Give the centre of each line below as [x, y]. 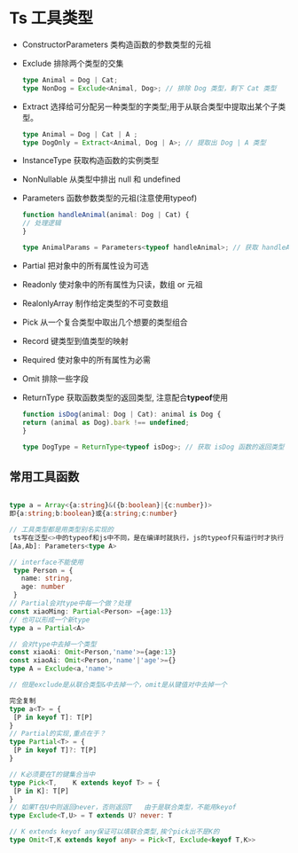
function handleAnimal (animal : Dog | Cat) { [106, 215]
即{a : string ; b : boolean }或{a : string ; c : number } [94, 514]
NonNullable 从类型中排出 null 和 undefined [101, 179]
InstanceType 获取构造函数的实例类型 [90, 160]
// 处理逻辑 [41, 223]
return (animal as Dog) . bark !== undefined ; [106, 422]
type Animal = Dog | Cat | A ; [80, 134]
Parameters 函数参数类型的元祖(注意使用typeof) [110, 198]
